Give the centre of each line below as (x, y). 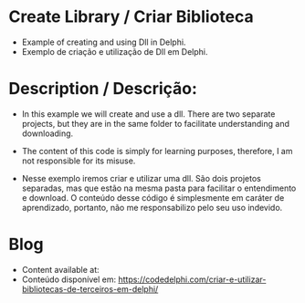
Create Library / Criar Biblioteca (131, 17)
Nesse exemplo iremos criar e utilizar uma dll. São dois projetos (141, 178)
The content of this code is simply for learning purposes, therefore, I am (157, 151)
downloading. (47, 133)
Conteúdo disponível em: (69, 279)
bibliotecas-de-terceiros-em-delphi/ (90, 288)
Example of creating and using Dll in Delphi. (104, 42)
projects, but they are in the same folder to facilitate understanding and (155, 123)
